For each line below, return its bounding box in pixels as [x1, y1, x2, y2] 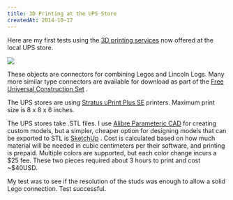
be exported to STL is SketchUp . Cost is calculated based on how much [7, 134, 216, 142]
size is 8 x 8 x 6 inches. [7, 105, 75, 114]
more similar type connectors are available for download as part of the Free [7, 77, 225, 86]
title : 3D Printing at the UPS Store [7, 10, 117, 17]
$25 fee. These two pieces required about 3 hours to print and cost [7, 156, 201, 164]
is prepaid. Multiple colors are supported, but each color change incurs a [7, 148, 217, 157]
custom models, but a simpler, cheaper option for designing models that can [7, 126, 227, 134]
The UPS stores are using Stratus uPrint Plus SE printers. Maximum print [7, 98, 215, 107]
